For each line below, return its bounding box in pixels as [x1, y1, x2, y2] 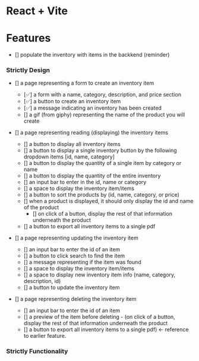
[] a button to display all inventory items [23, 141, 121, 148]
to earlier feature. [23, 332, 67, 340]
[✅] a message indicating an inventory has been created [23, 104, 162, 111]
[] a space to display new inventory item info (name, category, [23, 271, 176, 278]
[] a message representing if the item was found [23, 259, 141, 266]
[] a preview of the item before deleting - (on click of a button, [23, 313, 175, 320]
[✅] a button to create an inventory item [23, 98, 121, 105]
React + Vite [6, 4, 68, 18]
